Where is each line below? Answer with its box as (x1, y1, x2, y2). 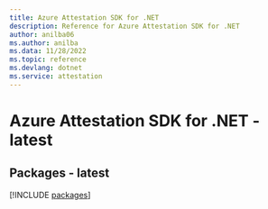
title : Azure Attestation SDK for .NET (9, 13, 160, 23)
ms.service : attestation (9, 72, 103, 81)
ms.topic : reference (9, 55, 88, 64)
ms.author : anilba (9, 38, 79, 48)
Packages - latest (9, 166, 110, 181)
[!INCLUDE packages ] (9, 189, 91, 200)
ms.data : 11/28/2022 (9, 47, 88, 56)
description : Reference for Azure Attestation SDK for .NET (9, 22, 241, 31)
